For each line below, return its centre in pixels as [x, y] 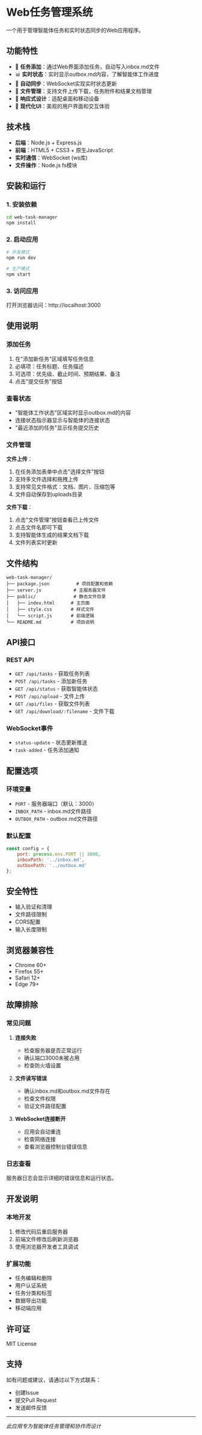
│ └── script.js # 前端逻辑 [50, 616]
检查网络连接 [40, 1139]
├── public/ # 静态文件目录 [56, 597]
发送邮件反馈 [31, 1407]
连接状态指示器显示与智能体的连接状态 [62, 420]
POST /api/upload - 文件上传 [50, 696]
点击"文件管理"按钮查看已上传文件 [57, 520]
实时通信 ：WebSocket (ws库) [51, 158]
